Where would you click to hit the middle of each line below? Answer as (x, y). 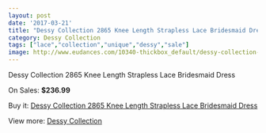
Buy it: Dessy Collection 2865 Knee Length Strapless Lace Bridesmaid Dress (133, 105)
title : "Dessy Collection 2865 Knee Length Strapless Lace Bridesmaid (127, 30)
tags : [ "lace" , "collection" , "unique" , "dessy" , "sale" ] (99, 45)
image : (19, 52)
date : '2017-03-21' (40, 23)
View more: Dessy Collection (55, 121)
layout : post (30, 15)
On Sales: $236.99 (40, 90)
